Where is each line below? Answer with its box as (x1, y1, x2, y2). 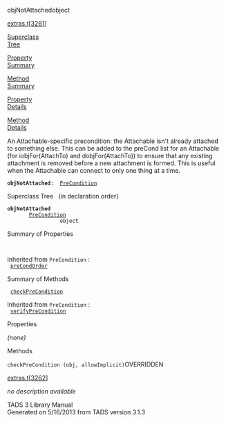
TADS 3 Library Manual (7, 400, 73, 409)
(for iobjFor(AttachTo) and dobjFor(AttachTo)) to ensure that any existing (7, 152, 213, 160)
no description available (7, 387, 76, 395)
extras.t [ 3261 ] (7, 19, 47, 27)
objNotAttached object (7, 6, 70, 14)
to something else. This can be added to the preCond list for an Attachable (7, 144, 220, 152)
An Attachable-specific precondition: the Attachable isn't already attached (7, 137, 219, 145)
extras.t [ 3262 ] (7, 374, 48, 382)
